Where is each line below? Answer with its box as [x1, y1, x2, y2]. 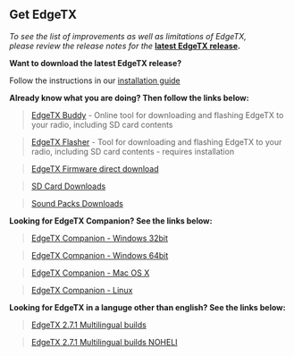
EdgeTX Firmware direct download [30, 163, 159, 174]
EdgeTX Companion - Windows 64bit [30, 250, 169, 260]
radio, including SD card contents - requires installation [30, 146, 235, 157]
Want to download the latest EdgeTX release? [9, 57, 182, 68]
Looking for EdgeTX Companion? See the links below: [9, 215, 213, 226]
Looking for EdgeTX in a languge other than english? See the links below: [9, 301, 286, 312]
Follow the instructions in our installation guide [9, 75, 181, 86]
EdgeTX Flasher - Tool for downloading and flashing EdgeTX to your [30, 136, 282, 147]
